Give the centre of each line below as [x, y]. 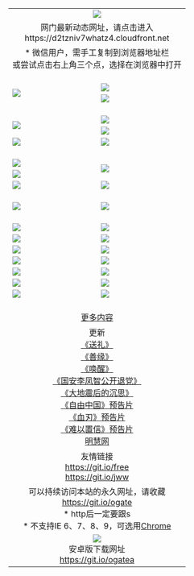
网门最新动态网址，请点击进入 [97, 27]
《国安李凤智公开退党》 [97, 380]
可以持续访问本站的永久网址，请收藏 [97, 491]
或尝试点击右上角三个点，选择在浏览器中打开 [97, 64]
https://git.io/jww [97, 477]
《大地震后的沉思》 [97, 392]
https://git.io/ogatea [97, 559]
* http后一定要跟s [97, 513]
